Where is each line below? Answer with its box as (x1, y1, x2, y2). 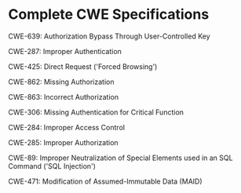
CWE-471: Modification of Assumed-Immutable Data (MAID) (8, 177, 203, 186)
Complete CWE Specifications (8, 5, 210, 24)
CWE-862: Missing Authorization (8, 77, 115, 86)
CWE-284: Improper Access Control (8, 122, 126, 132)
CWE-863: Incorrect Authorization (8, 92, 119, 101)
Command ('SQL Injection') (8, 161, 97, 170)
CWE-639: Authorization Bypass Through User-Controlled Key (8, 31, 210, 41)
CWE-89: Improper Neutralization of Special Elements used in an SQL (8, 153, 233, 162)
